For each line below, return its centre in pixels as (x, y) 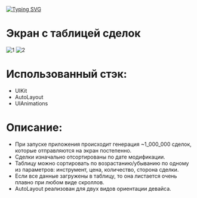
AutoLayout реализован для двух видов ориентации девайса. (93, 188)
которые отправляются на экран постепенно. (73, 150)
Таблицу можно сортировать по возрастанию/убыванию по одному (102, 163)
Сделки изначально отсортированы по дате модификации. (90, 157)
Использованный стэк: (67, 74)
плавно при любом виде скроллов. (59, 182)
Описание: (34, 128)
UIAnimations (31, 103)
